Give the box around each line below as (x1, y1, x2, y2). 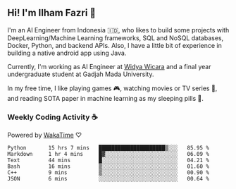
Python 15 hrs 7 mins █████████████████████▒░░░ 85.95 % (7, 145, 210, 152)
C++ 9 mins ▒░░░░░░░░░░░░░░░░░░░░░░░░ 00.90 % (7, 169, 210, 176)
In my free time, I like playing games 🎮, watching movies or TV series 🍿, (7, 84, 218, 92)
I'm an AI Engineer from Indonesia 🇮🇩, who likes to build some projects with (7, 25, 230, 34)
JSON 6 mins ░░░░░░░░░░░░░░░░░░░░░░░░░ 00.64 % (7, 176, 210, 183)
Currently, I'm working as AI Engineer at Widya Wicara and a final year (7, 62, 211, 71)
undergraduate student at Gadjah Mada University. (7, 70, 154, 78)
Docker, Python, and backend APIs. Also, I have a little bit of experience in (7, 41, 222, 49)
